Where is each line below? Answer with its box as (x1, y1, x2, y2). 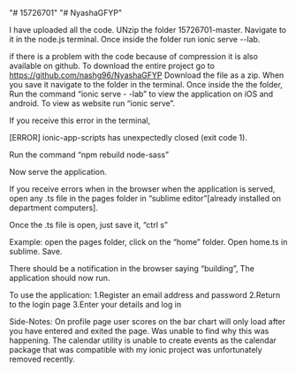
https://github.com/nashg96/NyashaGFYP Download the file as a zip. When (9, 70, 285, 80)
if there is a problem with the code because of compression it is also (9, 51, 259, 61)
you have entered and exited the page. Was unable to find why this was (9, 326, 269, 336)
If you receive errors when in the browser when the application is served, (9, 184, 276, 194)
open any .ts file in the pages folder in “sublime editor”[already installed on (9, 194, 281, 203)
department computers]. (9, 202, 99, 213)
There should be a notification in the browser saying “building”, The (9, 263, 254, 273)
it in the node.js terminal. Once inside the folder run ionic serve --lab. (9, 34, 261, 44)
